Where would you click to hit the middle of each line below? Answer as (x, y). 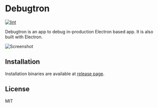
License (17, 89)
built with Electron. (24, 37)
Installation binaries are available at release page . (55, 74)
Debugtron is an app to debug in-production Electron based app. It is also (79, 31)
